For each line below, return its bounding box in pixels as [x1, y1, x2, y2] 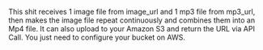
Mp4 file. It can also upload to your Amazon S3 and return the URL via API [8, 24, 255, 33]
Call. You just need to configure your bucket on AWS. [8, 32, 186, 42]
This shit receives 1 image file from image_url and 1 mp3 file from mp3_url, [8, 7, 256, 16]
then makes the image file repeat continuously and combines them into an [8, 15, 256, 25]
